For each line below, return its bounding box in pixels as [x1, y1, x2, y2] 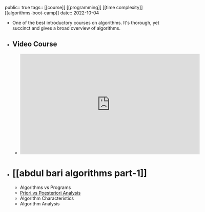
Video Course [12, 40, 57, 49]
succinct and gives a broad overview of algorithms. [12, 25, 121, 31]
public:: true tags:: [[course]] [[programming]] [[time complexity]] [5, 5, 143, 10]
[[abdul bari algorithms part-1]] [12, 168, 147, 179]
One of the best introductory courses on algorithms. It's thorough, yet [12, 20, 159, 26]
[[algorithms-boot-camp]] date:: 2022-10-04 [5, 10, 99, 16]
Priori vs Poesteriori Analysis [19, 190, 81, 196]
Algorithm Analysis [19, 200, 60, 206]
